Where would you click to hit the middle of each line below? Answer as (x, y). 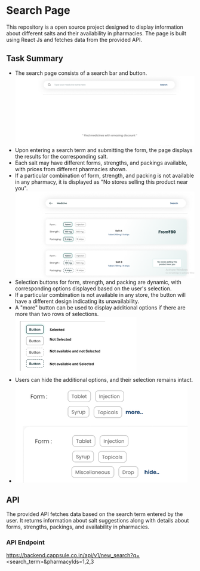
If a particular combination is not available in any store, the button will (100, 295)
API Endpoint (25, 542)
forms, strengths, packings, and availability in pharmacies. (78, 527)
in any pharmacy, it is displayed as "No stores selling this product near (101, 182)
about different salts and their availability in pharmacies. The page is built (96, 33)
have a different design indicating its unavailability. (77, 301)
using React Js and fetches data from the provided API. (74, 40)
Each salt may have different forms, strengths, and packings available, (101, 163)
